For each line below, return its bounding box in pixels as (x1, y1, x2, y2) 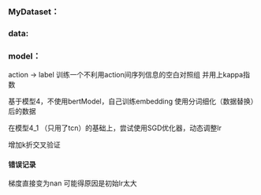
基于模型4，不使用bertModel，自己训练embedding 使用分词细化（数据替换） (8, 96, 255, 107)
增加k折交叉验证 (8, 140, 61, 150)
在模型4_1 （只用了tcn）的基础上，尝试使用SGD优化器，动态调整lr (8, 123, 222, 133)
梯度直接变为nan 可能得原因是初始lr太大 (8, 178, 138, 188)
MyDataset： (8, 6, 60, 17)
